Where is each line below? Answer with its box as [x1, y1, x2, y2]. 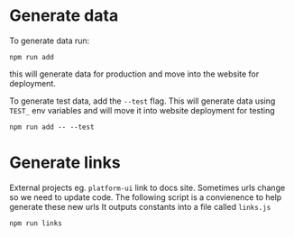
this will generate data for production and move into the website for [9, 68, 260, 79]
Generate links [9, 152, 121, 173]
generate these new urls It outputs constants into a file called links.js [9, 201, 271, 212]
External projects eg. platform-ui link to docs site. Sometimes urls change [9, 182, 286, 193]
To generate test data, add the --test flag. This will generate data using [9, 96, 276, 106]
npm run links [9, 218, 63, 228]
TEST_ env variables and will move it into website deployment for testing [9, 105, 275, 115]
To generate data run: [9, 35, 90, 46]
